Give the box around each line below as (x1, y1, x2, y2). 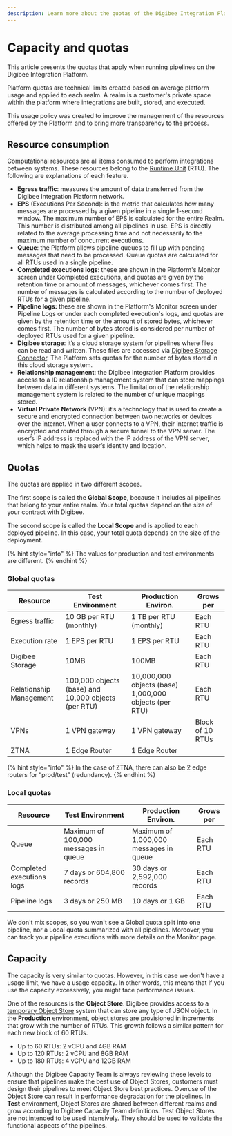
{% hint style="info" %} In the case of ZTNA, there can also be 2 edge (7, 763, 207, 772)
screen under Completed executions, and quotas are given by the (17, 273, 204, 282)
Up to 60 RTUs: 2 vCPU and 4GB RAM (17, 1041, 126, 1050)
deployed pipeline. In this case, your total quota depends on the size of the (7, 529, 220, 537)
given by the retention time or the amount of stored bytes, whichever (17, 317, 213, 325)
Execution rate (10, 636, 57, 646)
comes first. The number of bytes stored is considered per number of (17, 324, 215, 333)
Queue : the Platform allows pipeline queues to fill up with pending (17, 244, 205, 252)
